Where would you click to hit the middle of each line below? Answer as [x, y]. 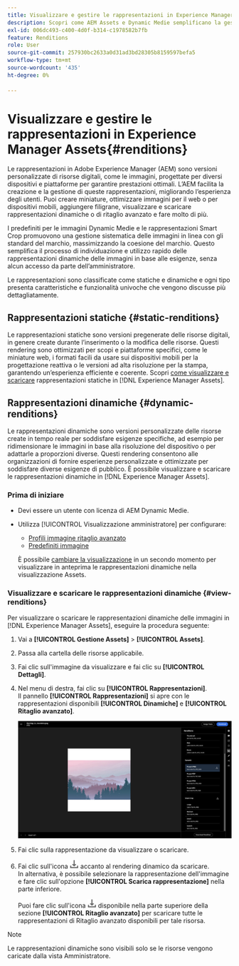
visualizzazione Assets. [52, 575]
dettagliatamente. [33, 295]
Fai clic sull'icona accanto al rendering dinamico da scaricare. [113, 866]
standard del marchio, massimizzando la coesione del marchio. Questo [111, 243]
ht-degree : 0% [28, 75]
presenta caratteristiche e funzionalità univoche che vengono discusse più [117, 288]
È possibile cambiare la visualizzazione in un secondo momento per [117, 559]
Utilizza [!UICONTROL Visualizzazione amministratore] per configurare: [122, 524]
